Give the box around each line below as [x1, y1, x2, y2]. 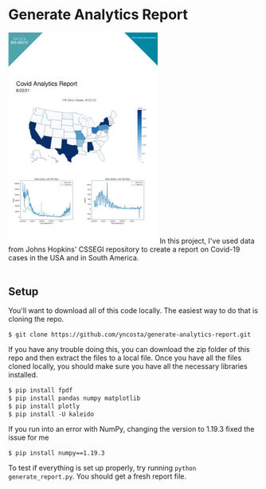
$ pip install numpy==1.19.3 [8, 449, 105, 457]
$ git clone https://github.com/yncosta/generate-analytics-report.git [8, 331, 251, 339]
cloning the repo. [8, 315, 65, 324]
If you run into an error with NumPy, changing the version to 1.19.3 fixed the [8, 424, 255, 434]
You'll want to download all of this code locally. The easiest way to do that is [8, 306, 259, 315]
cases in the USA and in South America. [8, 253, 139, 263]
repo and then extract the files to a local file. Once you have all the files [8, 353, 242, 363]
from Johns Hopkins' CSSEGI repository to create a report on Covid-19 [8, 244, 241, 254]
